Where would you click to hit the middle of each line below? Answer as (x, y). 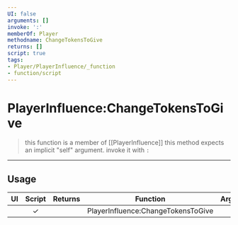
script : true (27, 54)
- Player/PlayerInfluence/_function (61, 67)
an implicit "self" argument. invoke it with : (87, 150)
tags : (15, 60)
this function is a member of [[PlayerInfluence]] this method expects (124, 143)
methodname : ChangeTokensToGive (55, 40)
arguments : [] (28, 21)
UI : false (22, 14)
